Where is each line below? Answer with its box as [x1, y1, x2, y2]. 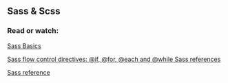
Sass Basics [7, 41, 41, 50]
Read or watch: [7, 26, 59, 36]
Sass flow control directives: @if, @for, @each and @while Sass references [7, 55, 221, 63]
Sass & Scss [7, 5, 61, 17]
